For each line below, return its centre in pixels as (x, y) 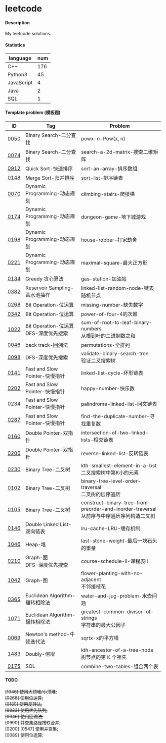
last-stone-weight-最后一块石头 (119, 540)
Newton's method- (48, 634)
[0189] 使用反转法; (24, 704)
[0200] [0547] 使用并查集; (32, 729)
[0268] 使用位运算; (24, 698)
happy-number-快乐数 (108, 388)
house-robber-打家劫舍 (109, 240)
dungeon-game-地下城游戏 (113, 217)
